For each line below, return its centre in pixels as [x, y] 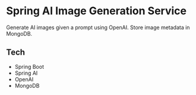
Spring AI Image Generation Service [97, 11]
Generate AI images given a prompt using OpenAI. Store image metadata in [98, 27]
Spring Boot [29, 66]
